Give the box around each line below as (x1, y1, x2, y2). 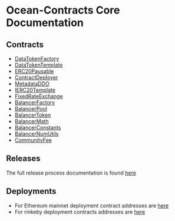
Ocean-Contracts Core (6, 4, 120, 17)
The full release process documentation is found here (6, 169, 137, 176)
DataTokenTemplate (14, 61, 63, 68)
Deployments (6, 186, 57, 196)
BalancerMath (14, 118, 49, 124)
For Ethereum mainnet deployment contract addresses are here (14, 202, 169, 209)
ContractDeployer (14, 74, 58, 81)
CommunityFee (14, 137, 52, 143)
